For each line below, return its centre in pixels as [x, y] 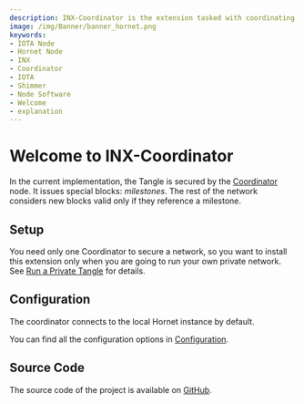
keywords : [28, 35]
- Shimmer [28, 86]
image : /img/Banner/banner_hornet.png [83, 26]
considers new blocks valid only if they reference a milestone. [126, 201]
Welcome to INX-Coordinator [122, 156]
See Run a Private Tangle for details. [77, 271]
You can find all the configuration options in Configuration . [119, 339]
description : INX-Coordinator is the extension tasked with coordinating [152, 18]
